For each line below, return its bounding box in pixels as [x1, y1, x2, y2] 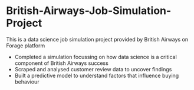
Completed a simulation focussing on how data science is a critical [14, 53, 177, 60]
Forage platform [6, 42, 45, 49]
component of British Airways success [14, 60, 109, 67]
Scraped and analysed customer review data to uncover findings [14, 65, 172, 72]
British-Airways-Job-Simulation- [6, 4, 172, 18]
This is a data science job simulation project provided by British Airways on [6, 36, 189, 43]
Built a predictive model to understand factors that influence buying [14, 72, 179, 79]
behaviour [14, 78, 40, 85]
